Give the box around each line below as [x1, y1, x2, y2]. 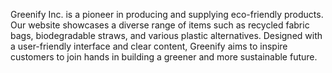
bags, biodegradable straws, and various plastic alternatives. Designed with [10, 30, 323, 41]
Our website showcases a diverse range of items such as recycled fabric [10, 19, 310, 31]
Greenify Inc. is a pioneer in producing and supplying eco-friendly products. [10, 9, 324, 20]
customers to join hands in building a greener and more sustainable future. [10, 51, 318, 63]
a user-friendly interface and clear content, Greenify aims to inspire [10, 40, 288, 52]
